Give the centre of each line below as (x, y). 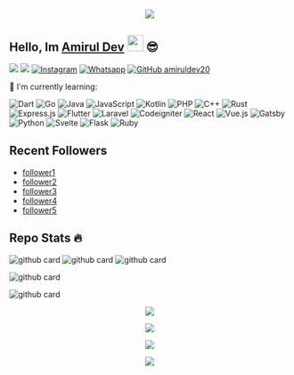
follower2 (40, 182)
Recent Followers (58, 151)
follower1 (39, 172)
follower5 (39, 210)
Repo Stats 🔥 (46, 238)
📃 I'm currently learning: (53, 86)
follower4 (40, 200)
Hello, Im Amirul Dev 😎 (84, 47)
